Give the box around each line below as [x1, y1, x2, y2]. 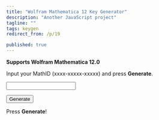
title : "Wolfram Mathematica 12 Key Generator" [6, 8, 128, 15]
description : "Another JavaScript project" [6, 14, 117, 20]
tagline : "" [6, 20, 36, 26]
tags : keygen [6, 25, 39, 32]
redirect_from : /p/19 [6, 31, 61, 37]
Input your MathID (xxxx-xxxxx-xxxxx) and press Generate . [6, 70, 153, 77]
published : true [6, 42, 47, 48]
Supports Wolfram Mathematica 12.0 [6, 58, 100, 65]
